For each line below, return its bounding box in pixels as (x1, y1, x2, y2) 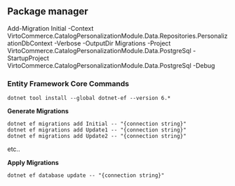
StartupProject (7, 54, 49, 62)
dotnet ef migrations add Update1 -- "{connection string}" (7, 127, 187, 134)
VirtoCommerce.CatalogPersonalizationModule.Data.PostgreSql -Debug (7, 61, 215, 69)
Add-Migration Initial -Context (7, 24, 94, 32)
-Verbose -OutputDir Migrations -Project (53, 38, 171, 48)
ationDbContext (7, 38, 53, 48)
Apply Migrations (7, 159, 60, 167)
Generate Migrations (7, 107, 69, 115)
